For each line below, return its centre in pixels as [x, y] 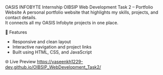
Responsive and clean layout [42, 42]
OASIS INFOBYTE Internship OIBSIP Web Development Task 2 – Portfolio [79, 7]
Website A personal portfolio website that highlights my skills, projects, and [82, 12]
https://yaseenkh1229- [60, 62]
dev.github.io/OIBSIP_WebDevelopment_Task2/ [53, 67]
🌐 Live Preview [21, 62]
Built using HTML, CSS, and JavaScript [52, 52]
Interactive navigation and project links [52, 47]
